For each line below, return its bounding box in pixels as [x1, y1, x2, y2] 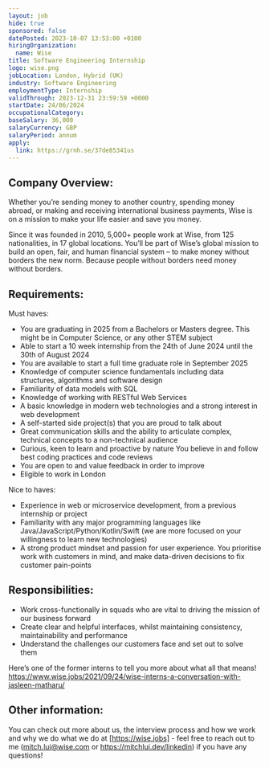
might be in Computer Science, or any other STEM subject [19, 333, 213, 342]
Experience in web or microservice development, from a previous [19, 500, 237, 510]
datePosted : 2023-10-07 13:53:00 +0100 [8, 34, 142, 43]
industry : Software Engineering [8, 79, 116, 87]
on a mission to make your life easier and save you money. [8, 214, 202, 224]
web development [19, 410, 80, 419]
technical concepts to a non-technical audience [19, 435, 178, 444]
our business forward [19, 613, 91, 623]
